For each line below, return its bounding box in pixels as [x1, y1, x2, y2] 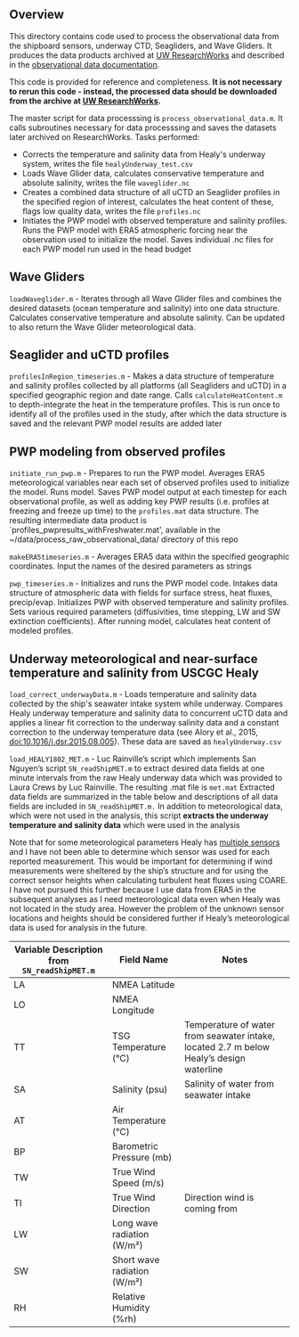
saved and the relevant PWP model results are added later [9, 418, 222, 429]
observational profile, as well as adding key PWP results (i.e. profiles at [9, 496, 270, 507]
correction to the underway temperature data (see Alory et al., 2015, [9, 726, 259, 738]
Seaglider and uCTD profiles [9, 348, 170, 363]
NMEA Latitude [111, 979, 175, 991]
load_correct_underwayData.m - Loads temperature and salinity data [9, 689, 257, 700]
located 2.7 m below [183, 1041, 270, 1054]
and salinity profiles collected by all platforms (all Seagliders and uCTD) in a [9, 381, 287, 391]
